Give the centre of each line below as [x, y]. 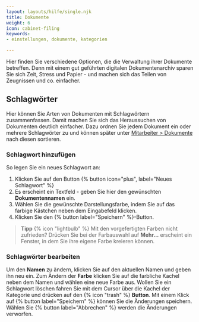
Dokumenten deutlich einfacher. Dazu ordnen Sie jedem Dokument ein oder [99, 126]
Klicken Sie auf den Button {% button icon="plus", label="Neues [93, 179]
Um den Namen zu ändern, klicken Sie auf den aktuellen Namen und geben [99, 270]
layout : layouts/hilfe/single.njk [49, 12]
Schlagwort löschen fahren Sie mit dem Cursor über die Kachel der [88, 289]
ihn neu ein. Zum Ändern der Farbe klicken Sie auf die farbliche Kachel [93, 276]
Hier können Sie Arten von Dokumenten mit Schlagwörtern [78, 113]
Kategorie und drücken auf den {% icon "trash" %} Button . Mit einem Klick [98, 295]
